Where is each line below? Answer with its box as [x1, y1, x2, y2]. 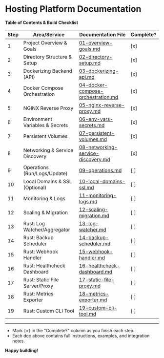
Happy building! [5, 347, 38, 353]
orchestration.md [79, 94, 119, 101]
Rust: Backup [23, 234, 54, 241]
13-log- [79, 220, 99, 227]
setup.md [79, 60, 101, 66]
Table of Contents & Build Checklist [5, 20, 78, 25]
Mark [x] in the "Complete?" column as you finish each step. [12, 327, 135, 333]
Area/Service [33, 31, 65, 38]
